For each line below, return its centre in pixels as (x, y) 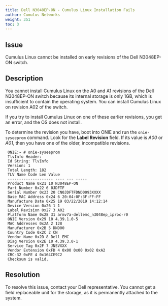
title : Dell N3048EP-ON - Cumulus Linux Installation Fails (70, 10)
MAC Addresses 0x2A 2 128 (35, 224)
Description (24, 79)
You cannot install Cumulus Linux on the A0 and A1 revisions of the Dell (80, 91)
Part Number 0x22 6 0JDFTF (36, 188)
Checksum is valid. (28, 259)
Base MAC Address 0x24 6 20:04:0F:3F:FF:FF (54, 197)
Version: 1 (19, 165)
